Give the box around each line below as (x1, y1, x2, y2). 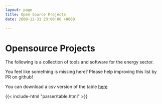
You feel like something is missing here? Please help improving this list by (5, 68, 157, 75)
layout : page (5, 7, 33, 12)
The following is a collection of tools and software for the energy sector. (5, 59, 154, 65)
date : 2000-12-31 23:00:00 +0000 (5, 16, 75, 21)
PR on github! (5, 74, 34, 80)
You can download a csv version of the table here (5, 83, 108, 90)
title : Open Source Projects (5, 12, 66, 17)
